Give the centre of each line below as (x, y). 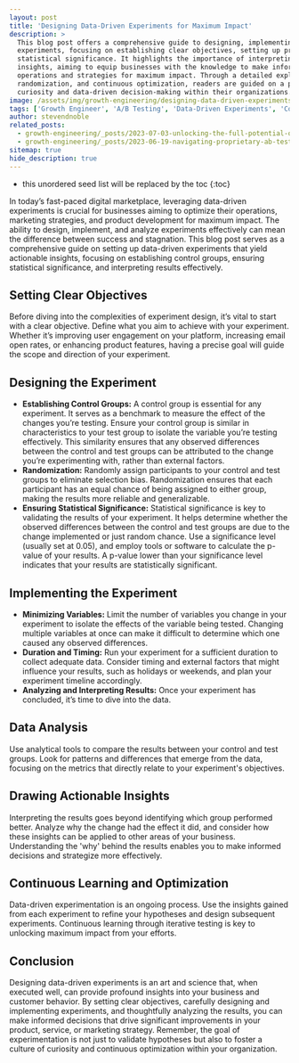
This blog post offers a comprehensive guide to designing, (131, 42)
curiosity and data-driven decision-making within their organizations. (155, 92)
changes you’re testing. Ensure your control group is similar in (136, 423)
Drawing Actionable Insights (90, 796)
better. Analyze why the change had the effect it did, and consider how (139, 827)
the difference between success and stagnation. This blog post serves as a (147, 239)
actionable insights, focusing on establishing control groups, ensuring (137, 258)
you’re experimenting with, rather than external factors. (123, 461)
